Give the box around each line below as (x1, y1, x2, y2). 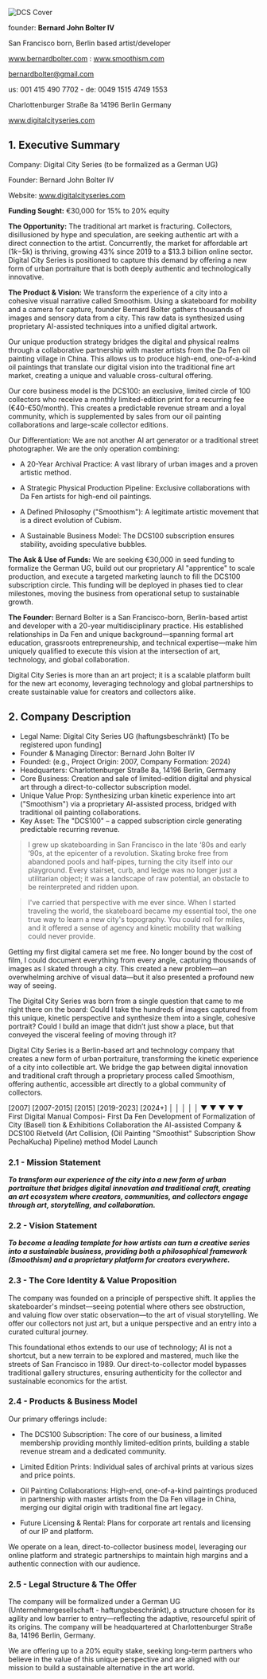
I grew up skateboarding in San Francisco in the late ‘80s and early (27, 840, 246, 849)
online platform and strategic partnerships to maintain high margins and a (8, 1550, 249, 1560)
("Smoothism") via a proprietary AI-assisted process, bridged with (19, 799, 237, 808)
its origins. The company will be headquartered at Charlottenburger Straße (8, 1622, 253, 1632)
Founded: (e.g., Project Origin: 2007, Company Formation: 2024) (19, 756, 231, 766)
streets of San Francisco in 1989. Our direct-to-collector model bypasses (8, 1359, 247, 1369)
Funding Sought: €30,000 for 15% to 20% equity (8, 205, 170, 215)
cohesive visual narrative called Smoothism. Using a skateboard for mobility (8, 295, 257, 306)
